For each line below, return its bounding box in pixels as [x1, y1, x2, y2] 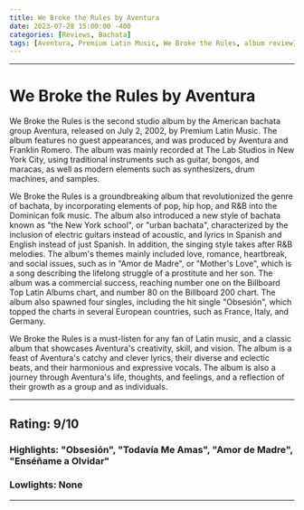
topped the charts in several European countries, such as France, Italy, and [9, 307, 290, 317]
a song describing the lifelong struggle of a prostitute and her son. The [9, 268, 273, 279]
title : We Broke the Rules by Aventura [9, 13, 160, 23]
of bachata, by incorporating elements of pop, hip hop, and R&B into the [9, 201, 278, 212]
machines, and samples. [9, 174, 100, 184]
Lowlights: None [9, 478, 83, 491]
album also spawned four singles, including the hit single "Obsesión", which [9, 297, 292, 307]
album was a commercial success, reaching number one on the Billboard [9, 278, 280, 288]
